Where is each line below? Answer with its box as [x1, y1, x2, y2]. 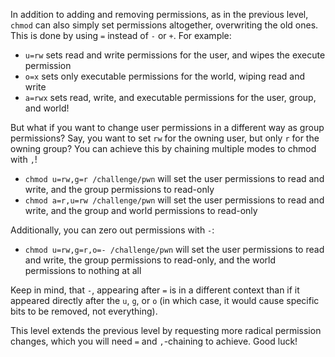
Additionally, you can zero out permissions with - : [10, 224, 215, 236]
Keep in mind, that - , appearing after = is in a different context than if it [10, 284, 300, 296]
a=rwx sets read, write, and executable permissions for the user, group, [24, 92, 317, 103]
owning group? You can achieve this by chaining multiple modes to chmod [10, 143, 317, 154]
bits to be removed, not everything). [10, 305, 158, 317]
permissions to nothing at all [24, 265, 142, 276]
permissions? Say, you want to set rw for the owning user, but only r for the [10, 132, 320, 144]
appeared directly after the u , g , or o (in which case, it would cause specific [10, 295, 320, 306]
